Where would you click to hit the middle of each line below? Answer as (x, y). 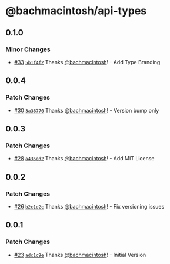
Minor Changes (28, 49)
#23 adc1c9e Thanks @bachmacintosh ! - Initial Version (80, 255)
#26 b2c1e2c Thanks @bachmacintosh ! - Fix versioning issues (89, 206)
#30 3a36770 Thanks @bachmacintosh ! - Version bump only (86, 110)
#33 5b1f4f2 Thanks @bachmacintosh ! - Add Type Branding (87, 62)
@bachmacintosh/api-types (76, 11)
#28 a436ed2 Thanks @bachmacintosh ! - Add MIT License (84, 159)
